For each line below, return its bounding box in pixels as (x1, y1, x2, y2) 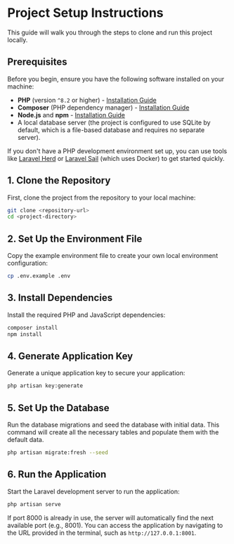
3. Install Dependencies (7, 292, 113, 304)
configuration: (7, 259, 48, 268)
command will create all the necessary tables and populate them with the (7, 428, 219, 436)
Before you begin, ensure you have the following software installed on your (7, 75, 225, 83)
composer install (7, 324, 58, 331)
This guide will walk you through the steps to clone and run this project (7, 28, 213, 37)
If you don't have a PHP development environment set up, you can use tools (7, 146, 227, 155)
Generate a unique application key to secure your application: (7, 369, 186, 377)
